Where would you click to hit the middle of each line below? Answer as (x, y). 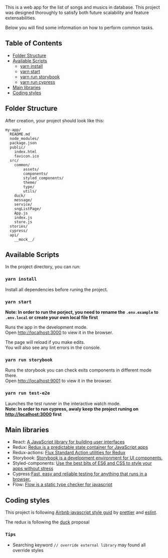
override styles (28, 550)
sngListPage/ (28, 209)
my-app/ (13, 130)
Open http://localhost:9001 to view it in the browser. (59, 381)
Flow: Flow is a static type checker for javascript (62, 485)
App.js (21, 213)
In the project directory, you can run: (43, 267)
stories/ (19, 226)
